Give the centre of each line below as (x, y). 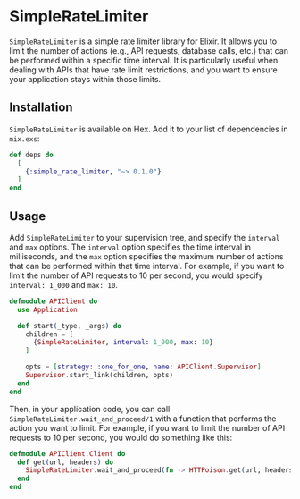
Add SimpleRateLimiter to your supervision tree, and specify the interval (145, 237)
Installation (41, 108)
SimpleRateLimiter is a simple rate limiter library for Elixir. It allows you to (143, 41)
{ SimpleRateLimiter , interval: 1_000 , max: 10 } (123, 343)
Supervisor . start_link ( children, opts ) (100, 376)
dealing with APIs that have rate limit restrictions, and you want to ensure (144, 70)
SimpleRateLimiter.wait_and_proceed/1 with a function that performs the (143, 419)
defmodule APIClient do (54, 301)
